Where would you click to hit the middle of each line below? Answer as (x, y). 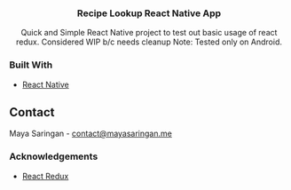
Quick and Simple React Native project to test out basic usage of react (149, 33)
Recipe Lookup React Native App (149, 13)
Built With (31, 65)
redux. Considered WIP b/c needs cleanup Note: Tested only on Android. (149, 42)
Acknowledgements (54, 156)
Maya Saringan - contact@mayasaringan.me (91, 134)
